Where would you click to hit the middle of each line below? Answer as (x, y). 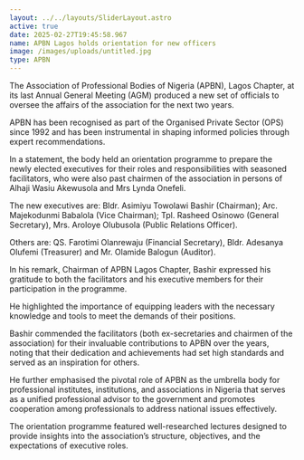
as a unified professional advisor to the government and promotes (133, 399)
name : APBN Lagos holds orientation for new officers (113, 43)
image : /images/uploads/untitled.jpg (81, 52)
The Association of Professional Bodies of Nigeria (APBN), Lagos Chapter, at (152, 86)
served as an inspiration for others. (75, 362)
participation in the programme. (68, 289)
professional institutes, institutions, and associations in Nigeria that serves (147, 389)
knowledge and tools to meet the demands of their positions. (123, 316)
